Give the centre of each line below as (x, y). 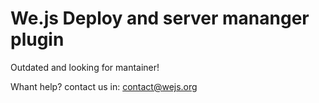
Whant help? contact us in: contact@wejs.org (104, 86)
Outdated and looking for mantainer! (85, 67)
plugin (37, 39)
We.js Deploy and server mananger (160, 18)
